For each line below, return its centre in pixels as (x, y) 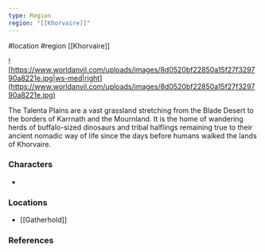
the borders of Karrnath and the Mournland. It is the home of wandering (126, 118)
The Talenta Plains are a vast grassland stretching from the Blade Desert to (131, 110)
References (31, 241)
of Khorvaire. (30, 144)
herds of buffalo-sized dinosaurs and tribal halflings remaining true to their (131, 127)
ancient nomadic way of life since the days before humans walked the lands (132, 135)
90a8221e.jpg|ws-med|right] (55, 78)
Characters (31, 165)
